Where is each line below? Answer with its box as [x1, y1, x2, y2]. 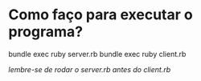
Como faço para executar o [8, 6, 193, 24]
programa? [8, 22, 83, 41]
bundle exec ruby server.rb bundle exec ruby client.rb [8, 49, 187, 59]
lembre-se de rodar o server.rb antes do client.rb [8, 64, 171, 74]
